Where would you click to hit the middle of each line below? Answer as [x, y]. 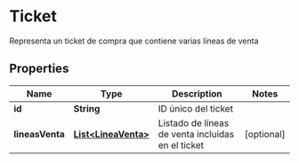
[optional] [265, 134]
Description [197, 93]
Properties [39, 69]
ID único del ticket [196, 108]
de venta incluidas [196, 134]
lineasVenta [39, 134]
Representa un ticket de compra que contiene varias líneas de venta [134, 41]
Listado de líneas [194, 123]
